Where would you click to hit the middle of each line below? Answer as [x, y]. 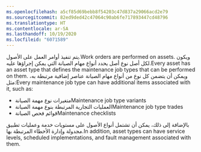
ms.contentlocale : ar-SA [37, 29]
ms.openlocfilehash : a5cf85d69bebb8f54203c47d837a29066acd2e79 [87, 12]
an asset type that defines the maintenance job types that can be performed [101, 69]
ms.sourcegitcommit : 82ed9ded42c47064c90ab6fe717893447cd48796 [87, 17]
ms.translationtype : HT [36, 23]
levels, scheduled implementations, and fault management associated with [99, 138]
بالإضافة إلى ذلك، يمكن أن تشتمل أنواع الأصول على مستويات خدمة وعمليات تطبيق [98, 125]
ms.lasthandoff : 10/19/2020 [42, 34]
